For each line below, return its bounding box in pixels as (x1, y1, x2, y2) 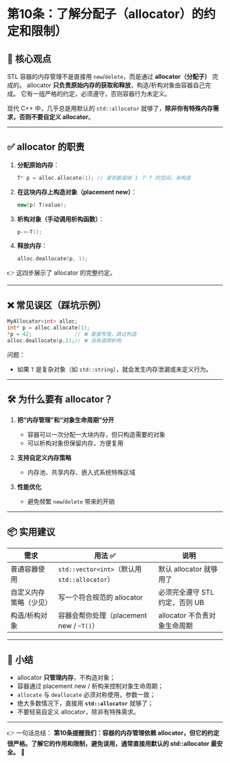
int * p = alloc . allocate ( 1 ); (7, 324, 90, 331)
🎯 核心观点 (7, 53, 51, 65)
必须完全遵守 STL (158, 588, 214, 597)
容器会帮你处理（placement (57, 611, 147, 620)
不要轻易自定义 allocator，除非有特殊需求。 (16, 708, 140, 716)
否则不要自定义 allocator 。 (18, 113, 94, 121)
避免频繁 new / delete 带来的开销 (27, 497, 115, 505)
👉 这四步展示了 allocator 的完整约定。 (7, 269, 116, 277)
